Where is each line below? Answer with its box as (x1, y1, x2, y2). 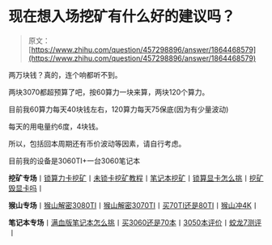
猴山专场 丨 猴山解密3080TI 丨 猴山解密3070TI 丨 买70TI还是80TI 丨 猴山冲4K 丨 (8, 200, 259, 210)
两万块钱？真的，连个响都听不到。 (8, 70, 122, 79)
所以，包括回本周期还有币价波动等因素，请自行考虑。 (8, 138, 186, 148)
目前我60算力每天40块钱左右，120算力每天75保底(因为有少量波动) (8, 104, 229, 114)
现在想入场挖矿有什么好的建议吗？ (8, 7, 236, 26)
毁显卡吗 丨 (8, 183, 45, 192)
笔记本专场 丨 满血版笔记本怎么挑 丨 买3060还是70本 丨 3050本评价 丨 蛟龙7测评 (8, 218, 262, 227)
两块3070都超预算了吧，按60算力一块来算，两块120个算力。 (8, 87, 210, 97)
